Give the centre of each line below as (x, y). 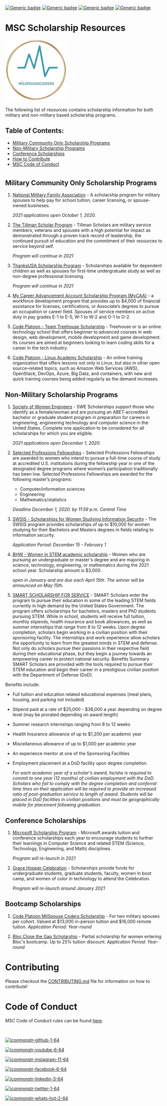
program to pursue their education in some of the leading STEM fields (84, 600)
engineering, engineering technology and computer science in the (80, 423)
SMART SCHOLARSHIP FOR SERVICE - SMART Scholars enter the (80, 595)
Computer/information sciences (52, 489)
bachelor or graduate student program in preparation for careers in (81, 418)
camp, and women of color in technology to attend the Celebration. (81, 878)
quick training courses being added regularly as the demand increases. (85, 379)
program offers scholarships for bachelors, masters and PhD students (84, 611)
